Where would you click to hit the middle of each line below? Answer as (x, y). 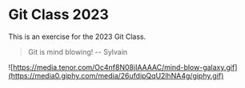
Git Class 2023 (59, 15)
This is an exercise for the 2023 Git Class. (77, 36)
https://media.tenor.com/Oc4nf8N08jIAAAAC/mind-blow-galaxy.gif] (125, 67)
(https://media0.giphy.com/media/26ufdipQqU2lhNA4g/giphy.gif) (116, 75)
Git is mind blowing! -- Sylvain (78, 52)
